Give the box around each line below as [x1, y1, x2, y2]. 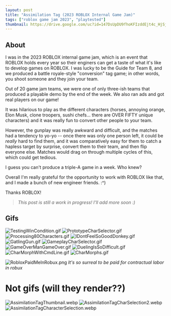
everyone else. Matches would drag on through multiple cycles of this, [5, 149, 153, 155]
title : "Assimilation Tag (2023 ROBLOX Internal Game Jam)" [5, 12, 136, 17]
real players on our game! [5, 96, 59, 103]
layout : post [5, 7, 33, 13]
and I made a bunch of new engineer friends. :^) [5, 180, 106, 186]
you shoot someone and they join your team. [5, 76, 99, 82]
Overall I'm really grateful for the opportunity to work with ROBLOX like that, [5, 174, 164, 180]
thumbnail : [5, 21, 28, 27]
